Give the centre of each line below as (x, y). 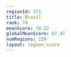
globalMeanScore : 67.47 (36, 34)
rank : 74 (17, 23)
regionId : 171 (24, 12)
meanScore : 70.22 (28, 28)
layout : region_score (33, 45)
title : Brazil (24, 17)
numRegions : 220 (26, 39)
